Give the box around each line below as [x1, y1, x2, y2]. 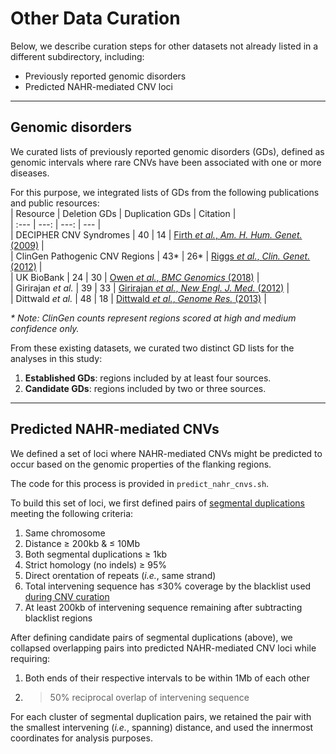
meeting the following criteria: [10, 507, 134, 519]
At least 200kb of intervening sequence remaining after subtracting [24, 601, 303, 613]
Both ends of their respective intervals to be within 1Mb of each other [24, 672, 310, 684]
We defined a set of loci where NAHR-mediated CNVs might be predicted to [10, 447, 323, 459]
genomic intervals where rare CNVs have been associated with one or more [10, 156, 322, 168]
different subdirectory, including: [10, 50, 145, 62]
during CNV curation [24, 590, 110, 602]
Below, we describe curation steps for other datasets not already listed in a [10, 40, 319, 52]
